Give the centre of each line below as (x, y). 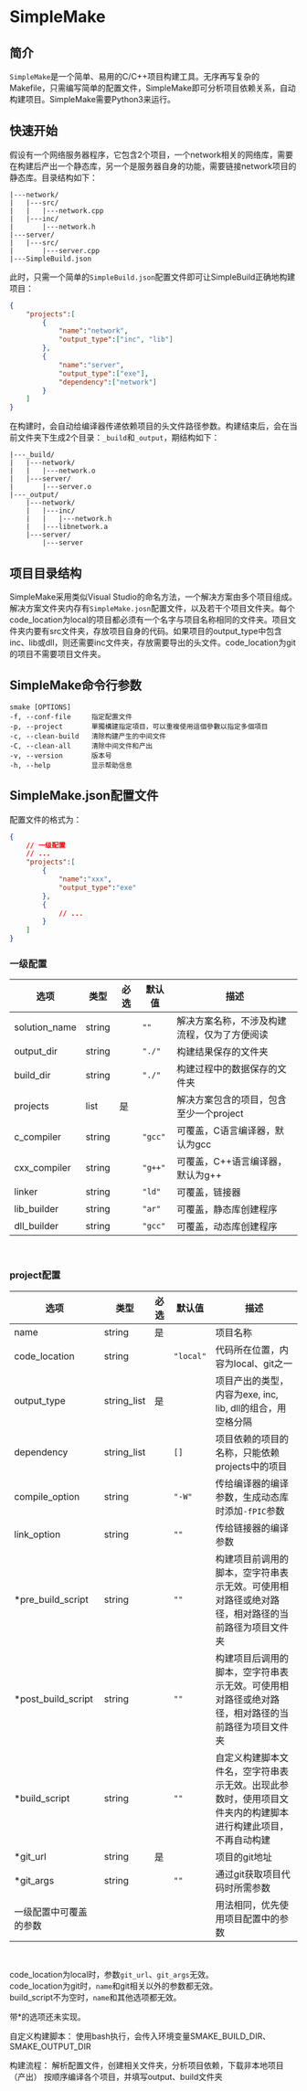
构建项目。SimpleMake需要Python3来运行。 (92, 99)
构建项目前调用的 (252, 1558)
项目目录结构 (46, 573)
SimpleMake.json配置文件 (84, 796)
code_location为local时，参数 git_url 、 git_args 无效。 (111, 1974)
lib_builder (37, 1209)
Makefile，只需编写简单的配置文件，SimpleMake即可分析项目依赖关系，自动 (153, 88)
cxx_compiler (42, 1168)
